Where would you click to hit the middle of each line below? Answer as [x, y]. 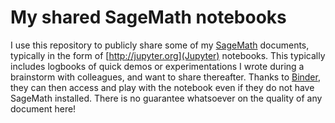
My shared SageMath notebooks [148, 17]
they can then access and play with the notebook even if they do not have [162, 87]
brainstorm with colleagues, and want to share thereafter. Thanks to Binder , [165, 77]
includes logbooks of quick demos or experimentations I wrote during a [157, 66]
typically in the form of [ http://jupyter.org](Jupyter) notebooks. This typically [168, 55]
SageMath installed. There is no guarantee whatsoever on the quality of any [166, 98]
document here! [43, 108]
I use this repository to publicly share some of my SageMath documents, [160, 45]
